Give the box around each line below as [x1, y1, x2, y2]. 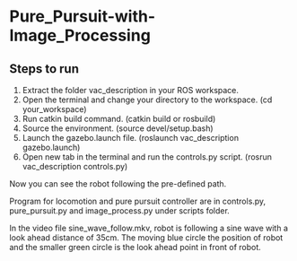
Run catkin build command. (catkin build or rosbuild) [22, 114, 216, 124]
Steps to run [9, 61, 79, 76]
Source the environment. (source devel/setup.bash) [22, 123, 214, 134]
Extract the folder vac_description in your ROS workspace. [22, 85, 240, 95]
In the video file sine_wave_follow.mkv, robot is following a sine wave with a [9, 222, 289, 233]
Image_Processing [9, 25, 151, 46]
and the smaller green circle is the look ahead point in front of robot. [9, 242, 262, 252]
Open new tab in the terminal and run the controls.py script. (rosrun [22, 152, 272, 162]
